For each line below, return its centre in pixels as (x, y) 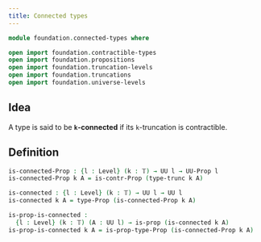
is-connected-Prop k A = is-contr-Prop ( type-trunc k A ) (106, 178)
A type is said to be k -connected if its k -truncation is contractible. (118, 127)
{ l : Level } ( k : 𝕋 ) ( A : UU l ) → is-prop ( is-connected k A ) (122, 223)
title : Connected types (48, 16)
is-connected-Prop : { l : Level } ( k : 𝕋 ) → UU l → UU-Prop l (114, 171)
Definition (33, 153)
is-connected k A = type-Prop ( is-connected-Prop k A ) (102, 201)
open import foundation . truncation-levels (81, 68)
